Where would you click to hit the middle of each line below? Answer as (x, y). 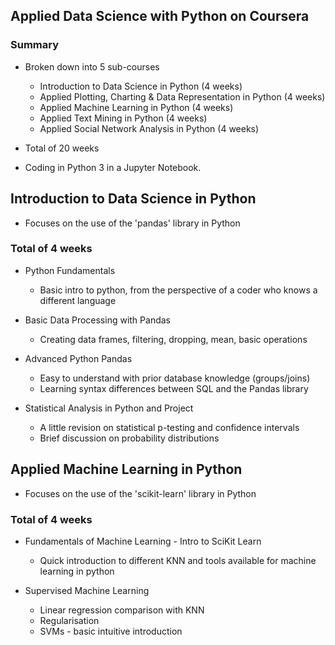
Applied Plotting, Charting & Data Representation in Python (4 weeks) (182, 96)
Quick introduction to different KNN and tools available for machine (178, 560)
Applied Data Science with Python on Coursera (160, 16)
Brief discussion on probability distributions (129, 438)
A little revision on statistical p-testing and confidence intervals (169, 427)
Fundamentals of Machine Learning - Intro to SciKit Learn (143, 541)
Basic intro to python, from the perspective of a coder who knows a (178, 290)
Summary (35, 45)
